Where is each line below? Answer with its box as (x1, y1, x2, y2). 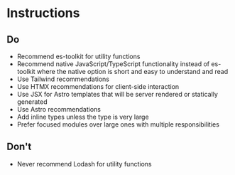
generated (16, 97, 48, 106)
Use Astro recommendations (16, 105, 101, 113)
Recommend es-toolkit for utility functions (16, 52, 141, 60)
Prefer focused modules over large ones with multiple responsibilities (16, 120, 219, 129)
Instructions (6, 5, 80, 21)
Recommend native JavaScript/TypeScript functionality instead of (16, 60, 210, 68)
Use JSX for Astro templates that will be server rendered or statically (16, 90, 218, 98)
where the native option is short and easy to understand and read (37, 68, 229, 75)
